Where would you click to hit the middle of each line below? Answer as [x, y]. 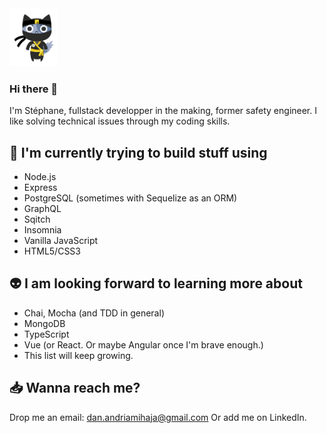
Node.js [40, 177]
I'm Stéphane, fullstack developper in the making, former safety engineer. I [163, 111]
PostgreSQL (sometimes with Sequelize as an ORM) [130, 198]
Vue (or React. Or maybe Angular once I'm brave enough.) [143, 344]
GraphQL [42, 209]
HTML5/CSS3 [52, 251]
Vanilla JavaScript [61, 241]
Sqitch [37, 219]
